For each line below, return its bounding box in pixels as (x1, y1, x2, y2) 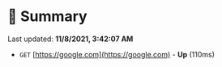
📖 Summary (7, 7, 88, 26)
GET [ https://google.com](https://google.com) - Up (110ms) (19, 49, 216, 59)
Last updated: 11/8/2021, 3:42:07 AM (7, 34, 134, 44)
